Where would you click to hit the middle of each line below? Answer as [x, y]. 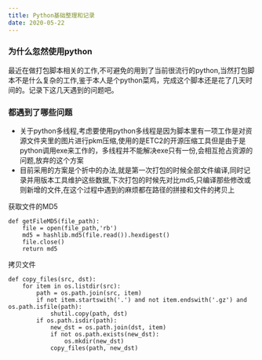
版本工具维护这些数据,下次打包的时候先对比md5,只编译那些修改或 [146, 180]
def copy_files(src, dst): [52, 280]
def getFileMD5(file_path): [54, 222]
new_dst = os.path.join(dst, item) [108, 328]
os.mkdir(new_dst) [94, 342]
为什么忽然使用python [50, 52]
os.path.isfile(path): [45, 307]
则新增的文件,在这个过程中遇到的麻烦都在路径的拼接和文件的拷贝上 [127, 190]
